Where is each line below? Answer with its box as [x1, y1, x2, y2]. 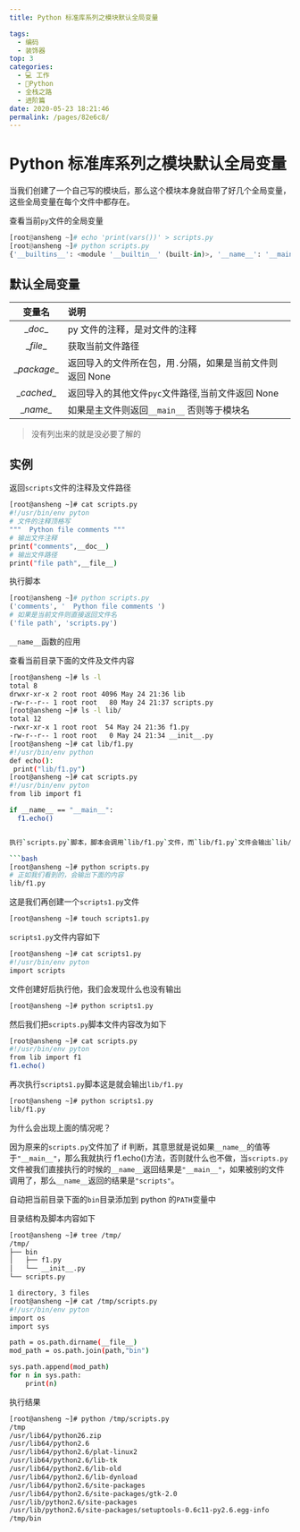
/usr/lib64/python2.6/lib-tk [9, 1456, 118, 1465]
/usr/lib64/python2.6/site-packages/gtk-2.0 [9, 1489, 178, 1498]
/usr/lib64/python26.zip [9, 1431, 102, 1440]
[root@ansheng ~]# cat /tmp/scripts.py [9, 1297, 158, 1305]
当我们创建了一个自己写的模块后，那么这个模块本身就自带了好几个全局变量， [9, 185, 291, 196]
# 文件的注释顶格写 [9, 517, 71, 526]
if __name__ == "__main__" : [9, 806, 114, 815]
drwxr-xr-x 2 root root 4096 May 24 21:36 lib [9, 689, 186, 698]
